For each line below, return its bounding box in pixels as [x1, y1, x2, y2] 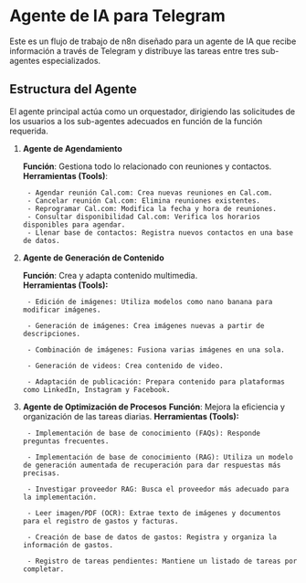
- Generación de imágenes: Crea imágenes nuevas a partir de [26, 321, 265, 330]
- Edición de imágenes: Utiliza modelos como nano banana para [26, 297, 273, 306]
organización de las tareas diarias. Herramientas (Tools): [22, 410, 239, 421]
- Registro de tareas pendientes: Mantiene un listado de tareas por [26, 556, 298, 566]
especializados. [41, 55, 101, 66]
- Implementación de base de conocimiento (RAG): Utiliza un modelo [26, 452, 294, 461]
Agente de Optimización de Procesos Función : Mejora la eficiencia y [22, 401, 286, 412]
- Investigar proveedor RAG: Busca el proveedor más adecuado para [26, 484, 290, 493]
